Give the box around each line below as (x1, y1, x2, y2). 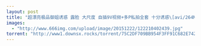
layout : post (6, 8, 39, 15)
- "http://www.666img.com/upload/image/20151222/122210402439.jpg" (11, 25, 184, 32)
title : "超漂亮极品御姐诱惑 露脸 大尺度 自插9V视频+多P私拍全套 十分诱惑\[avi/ (6, 14, 185, 20)
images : (6, 20, 26, 26)
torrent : (6, 31, 28, 37)
